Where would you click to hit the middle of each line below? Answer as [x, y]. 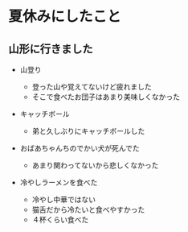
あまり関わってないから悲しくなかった [95, 165]
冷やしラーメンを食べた [59, 182]
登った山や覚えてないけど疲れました [92, 87]
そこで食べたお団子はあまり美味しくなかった [106, 97]
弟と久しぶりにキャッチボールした [88, 131]
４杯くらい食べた [60, 220]
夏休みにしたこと [65, 17]
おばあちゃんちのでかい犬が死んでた [80, 148]
